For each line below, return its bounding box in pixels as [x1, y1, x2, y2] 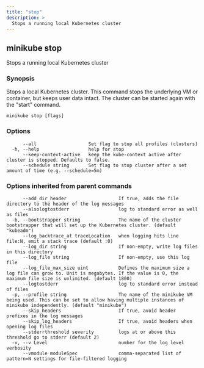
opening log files [6, 324, 53, 330]
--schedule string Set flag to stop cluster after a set [22, 162, 188, 168]
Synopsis [6, 74, 35, 83]
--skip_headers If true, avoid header [22, 308, 176, 314]
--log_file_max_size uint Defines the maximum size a [22, 265, 190, 272]
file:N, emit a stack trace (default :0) [6, 239, 114, 245]
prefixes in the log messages [6, 313, 84, 319]
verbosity [6, 345, 32, 352]
